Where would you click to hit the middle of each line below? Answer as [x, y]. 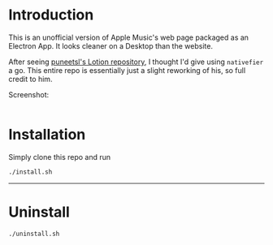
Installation [47, 135]
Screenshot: [29, 94]
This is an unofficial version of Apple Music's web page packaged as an [129, 37]
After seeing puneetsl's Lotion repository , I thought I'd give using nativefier [136, 62]
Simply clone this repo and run [60, 157]
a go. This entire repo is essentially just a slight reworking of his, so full [127, 70]
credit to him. [30, 79]
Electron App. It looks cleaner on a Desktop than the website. [111, 45]
